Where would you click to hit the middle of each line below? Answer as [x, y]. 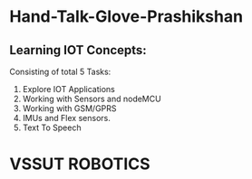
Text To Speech [52, 127]
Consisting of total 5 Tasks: [60, 71]
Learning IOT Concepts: [78, 50]
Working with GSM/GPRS [69, 108]
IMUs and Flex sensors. [66, 118]
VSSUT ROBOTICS [80, 164]
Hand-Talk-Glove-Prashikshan [126, 17]
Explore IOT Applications [68, 89]
